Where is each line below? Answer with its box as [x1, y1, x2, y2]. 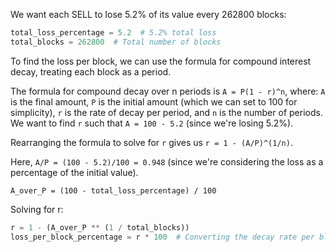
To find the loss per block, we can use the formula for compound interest [10, 55, 312, 67]
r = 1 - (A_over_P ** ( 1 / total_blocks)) [10, 222, 190, 233]
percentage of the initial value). [10, 166, 139, 178]
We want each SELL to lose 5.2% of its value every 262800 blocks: [10, 9, 287, 20]
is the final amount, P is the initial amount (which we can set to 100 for [10, 95, 298, 108]
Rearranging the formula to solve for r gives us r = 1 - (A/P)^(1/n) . [10, 136, 293, 148]
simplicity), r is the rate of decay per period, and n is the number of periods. [10, 106, 323, 118]
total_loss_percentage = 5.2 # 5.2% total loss [10, 28, 217, 38]
